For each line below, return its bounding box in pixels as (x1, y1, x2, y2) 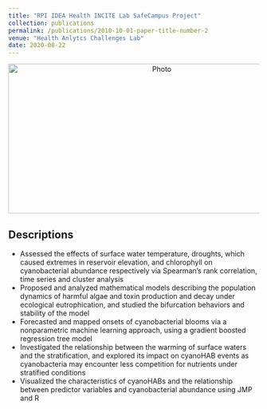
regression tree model (19, 333, 93, 343)
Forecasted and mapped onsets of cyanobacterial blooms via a (19, 316, 227, 326)
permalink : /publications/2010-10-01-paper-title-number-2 (8, 26, 209, 34)
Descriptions (8, 228, 74, 241)
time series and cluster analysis (19, 274, 124, 284)
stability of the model (19, 308, 90, 318)
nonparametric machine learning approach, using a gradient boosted (19, 325, 246, 335)
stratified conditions (19, 367, 86, 377)
